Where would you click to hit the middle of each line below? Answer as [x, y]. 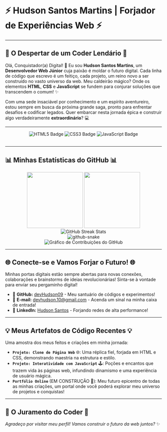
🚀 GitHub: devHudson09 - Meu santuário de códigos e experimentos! [84, 294]
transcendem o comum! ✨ [32, 91]
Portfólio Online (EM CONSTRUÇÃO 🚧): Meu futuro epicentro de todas [86, 381]
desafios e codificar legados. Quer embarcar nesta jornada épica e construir [83, 112]
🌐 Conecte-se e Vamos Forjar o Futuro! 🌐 [70, 262]
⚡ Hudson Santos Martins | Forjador [80, 11]
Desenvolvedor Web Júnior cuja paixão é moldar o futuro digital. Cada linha [83, 71]
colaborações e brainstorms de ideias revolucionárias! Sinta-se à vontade [81, 279]
